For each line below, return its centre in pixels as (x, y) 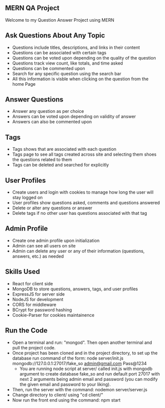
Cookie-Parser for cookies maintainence (53, 315)
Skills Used (23, 272)
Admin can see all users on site (44, 245)
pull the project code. (34, 347)
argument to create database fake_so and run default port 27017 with (90, 374)
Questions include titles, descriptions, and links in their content (76, 47)
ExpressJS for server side (38, 294)
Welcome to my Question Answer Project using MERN (60, 20)
